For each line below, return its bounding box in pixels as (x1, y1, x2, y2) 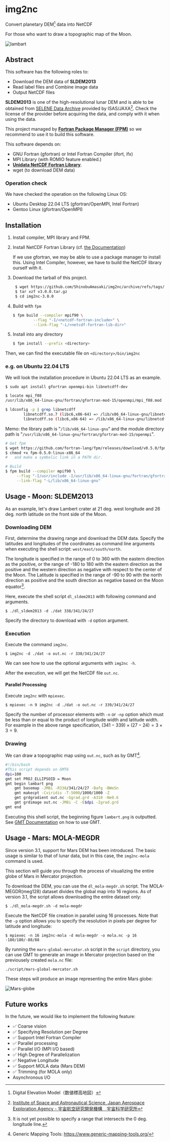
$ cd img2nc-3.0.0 (15, 293, 54, 299)
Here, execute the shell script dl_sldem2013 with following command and (5, 593, 156, 599)
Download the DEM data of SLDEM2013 (12, 78, 96, 84)
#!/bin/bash (5, 763, 30, 768)
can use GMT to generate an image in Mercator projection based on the (5, 951, 155, 957)
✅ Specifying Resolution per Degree (12, 1029, 89, 1035)
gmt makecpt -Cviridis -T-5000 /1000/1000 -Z (14, 790, 110, 795)
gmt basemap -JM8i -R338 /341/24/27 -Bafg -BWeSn (14, 786, 119, 791)
